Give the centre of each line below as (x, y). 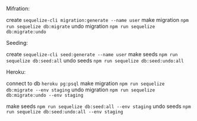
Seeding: (17, 43)
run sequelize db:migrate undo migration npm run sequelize (81, 26)
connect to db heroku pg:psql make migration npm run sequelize (85, 83)
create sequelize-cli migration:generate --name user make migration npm (97, 20)
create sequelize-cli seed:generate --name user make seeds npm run (92, 54)
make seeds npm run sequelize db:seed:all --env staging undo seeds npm (99, 106)
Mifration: (18, 9)
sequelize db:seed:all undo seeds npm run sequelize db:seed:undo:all (95, 60)
